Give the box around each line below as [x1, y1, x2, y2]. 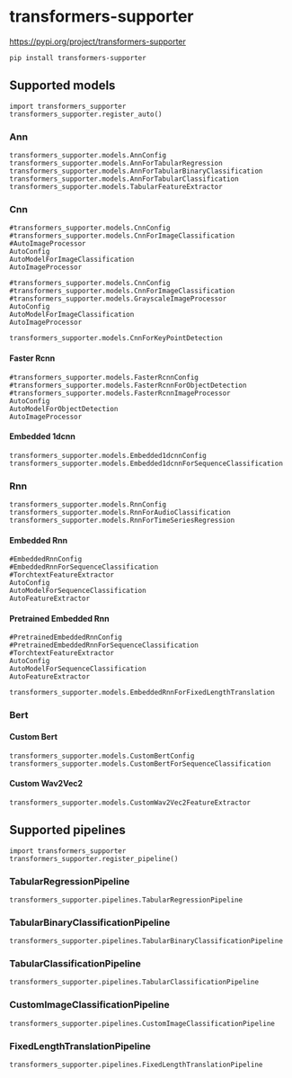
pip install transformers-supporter [9, 53, 146, 62]
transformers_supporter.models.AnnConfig [9, 151, 167, 160]
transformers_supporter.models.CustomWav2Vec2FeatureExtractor [9, 798, 252, 807]
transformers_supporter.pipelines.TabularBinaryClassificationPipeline [9, 937, 283, 946]
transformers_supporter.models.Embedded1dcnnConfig [9, 451, 207, 460]
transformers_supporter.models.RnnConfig [9, 500, 167, 509]
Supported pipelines [9, 822, 126, 838]
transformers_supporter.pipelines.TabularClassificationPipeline [9, 978, 259, 987]
